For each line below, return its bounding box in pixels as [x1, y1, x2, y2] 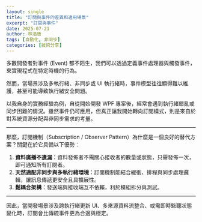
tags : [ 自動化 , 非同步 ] [6, 37, 61, 43]
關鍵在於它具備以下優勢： [16, 140, 80, 148]
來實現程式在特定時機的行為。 [6, 67, 80, 74]
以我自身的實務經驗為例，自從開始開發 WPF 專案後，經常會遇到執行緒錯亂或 [6, 100, 195, 107]
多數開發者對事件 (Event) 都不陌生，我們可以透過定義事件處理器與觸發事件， [6, 59, 196, 67]
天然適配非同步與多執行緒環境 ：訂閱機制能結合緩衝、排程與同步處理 [14, 169, 184, 176]
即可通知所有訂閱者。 [14, 161, 68, 168]
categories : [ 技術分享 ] [6, 43, 62, 49]
